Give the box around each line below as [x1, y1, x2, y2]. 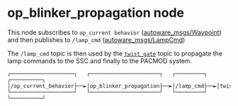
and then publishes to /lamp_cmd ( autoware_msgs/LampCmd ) [7, 35, 186, 44]
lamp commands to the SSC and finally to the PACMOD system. [7, 56, 193, 65]
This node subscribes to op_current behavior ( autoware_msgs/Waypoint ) [7, 28, 222, 37]
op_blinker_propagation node [7, 5, 184, 21]
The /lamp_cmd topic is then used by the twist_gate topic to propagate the [7, 49, 223, 58]
